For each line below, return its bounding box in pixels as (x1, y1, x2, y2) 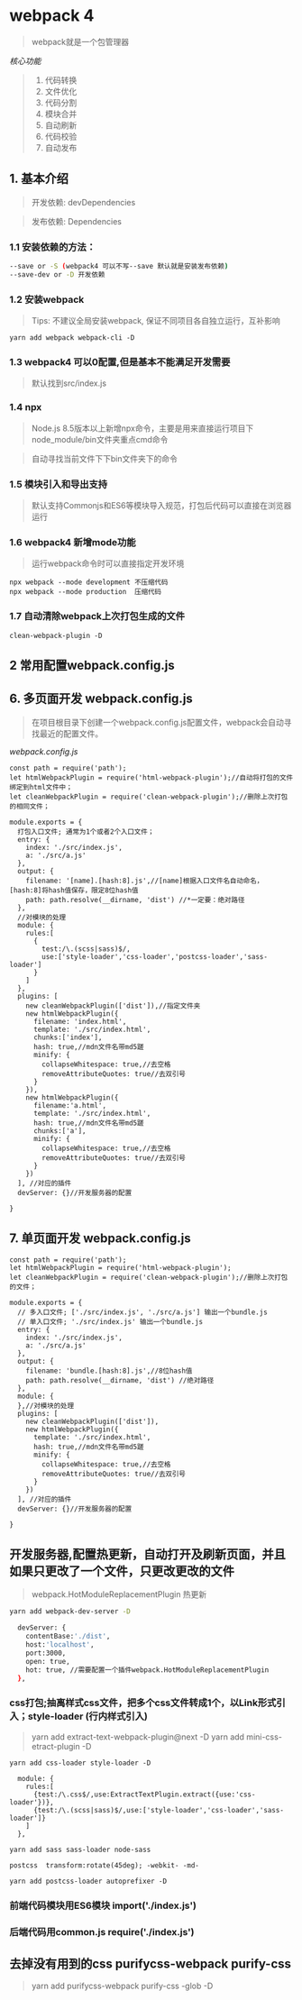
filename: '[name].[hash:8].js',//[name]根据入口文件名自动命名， (25, 876, 264, 885)
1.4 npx (9, 401, 42, 414)
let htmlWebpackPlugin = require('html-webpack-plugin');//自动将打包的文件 (9, 772, 294, 782)
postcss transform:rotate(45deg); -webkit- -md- (9, 1860, 200, 1870)
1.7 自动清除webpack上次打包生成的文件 (9, 610, 185, 623)
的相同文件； (9, 801, 50, 811)
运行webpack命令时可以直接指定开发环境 (31, 558, 185, 569)
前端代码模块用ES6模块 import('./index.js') (9, 1899, 197, 1912)
